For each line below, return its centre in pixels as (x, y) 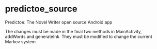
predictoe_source (41, 9)
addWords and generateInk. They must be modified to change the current (79, 37)
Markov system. (21, 41)
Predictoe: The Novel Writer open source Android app (59, 22)
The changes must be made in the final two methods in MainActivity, (73, 31)
